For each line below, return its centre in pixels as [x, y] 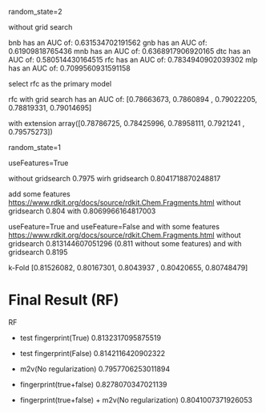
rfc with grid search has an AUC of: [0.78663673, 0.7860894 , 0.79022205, [133, 99]
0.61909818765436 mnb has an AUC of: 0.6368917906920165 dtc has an [129, 51]
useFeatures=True [38, 163]
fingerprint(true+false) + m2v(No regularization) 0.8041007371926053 [136, 399]
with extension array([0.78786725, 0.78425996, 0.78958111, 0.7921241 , [127, 123]
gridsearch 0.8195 [38, 252]
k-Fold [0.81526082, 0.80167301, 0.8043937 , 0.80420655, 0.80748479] [128, 267]
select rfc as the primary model [60, 84]
